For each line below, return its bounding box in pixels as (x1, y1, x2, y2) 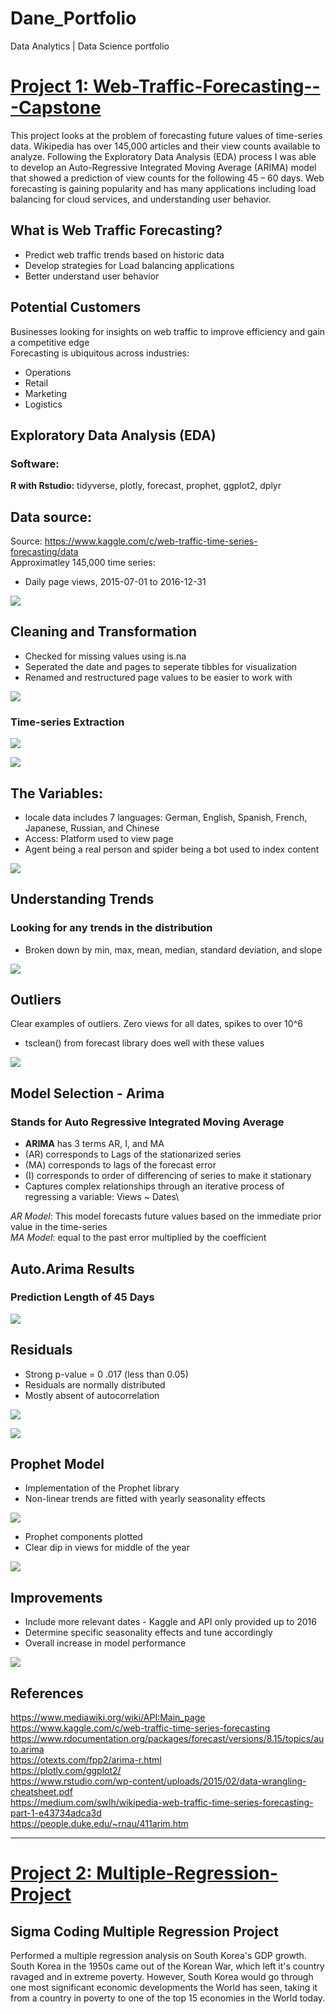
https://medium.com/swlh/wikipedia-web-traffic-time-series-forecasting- (10, 1797, 314, 1809)
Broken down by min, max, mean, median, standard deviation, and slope (24, 943, 323, 956)
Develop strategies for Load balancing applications (24, 259, 235, 271)
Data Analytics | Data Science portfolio (10, 40, 170, 52)
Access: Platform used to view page (24, 832, 174, 844)
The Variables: (10, 785, 103, 802)
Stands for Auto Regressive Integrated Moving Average (10, 1115, 285, 1129)
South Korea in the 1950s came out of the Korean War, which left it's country (10, 1960, 325, 1972)
